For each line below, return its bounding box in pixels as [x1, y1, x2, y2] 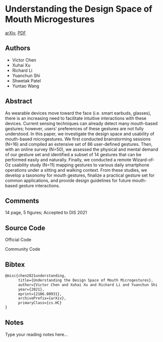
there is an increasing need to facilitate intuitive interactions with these [5, 115, 147, 121]
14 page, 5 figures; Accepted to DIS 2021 [5, 210, 88, 216]
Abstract [5, 97, 33, 105]
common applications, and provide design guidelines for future [5, 177, 131, 183]
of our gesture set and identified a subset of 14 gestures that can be [5, 151, 142, 157]
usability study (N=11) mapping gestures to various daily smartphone [12, 162, 149, 168]
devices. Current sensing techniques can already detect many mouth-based [5, 121, 158, 126]
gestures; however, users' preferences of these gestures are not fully [5, 125, 144, 131]
